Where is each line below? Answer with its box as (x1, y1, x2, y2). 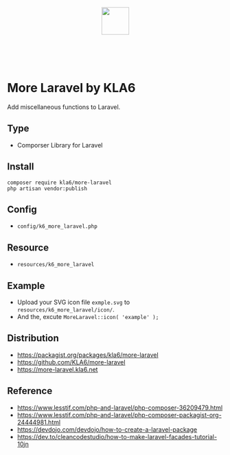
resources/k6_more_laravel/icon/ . (16, 305, 115, 314)
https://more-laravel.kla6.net (16, 365, 98, 373)
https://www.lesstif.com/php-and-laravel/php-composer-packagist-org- (16, 410, 222, 419)
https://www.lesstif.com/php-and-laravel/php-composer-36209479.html (16, 404, 223, 412)
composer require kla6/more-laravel (7, 179, 112, 186)
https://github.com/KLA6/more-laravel (16, 358, 126, 366)
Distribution (7, 332, 60, 345)
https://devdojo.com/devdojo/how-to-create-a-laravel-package (16, 425, 198, 434)
